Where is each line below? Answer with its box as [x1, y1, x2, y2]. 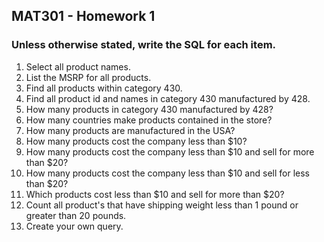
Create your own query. [25, 220, 124, 232]
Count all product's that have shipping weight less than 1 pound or [25, 199, 299, 211]
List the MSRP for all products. [25, 71, 152, 83]
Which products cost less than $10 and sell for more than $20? [25, 188, 285, 200]
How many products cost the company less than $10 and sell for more [25, 145, 315, 158]
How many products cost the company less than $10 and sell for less [25, 167, 310, 179]
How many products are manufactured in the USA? [25, 124, 236, 136]
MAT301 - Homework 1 [11, 8, 156, 25]
